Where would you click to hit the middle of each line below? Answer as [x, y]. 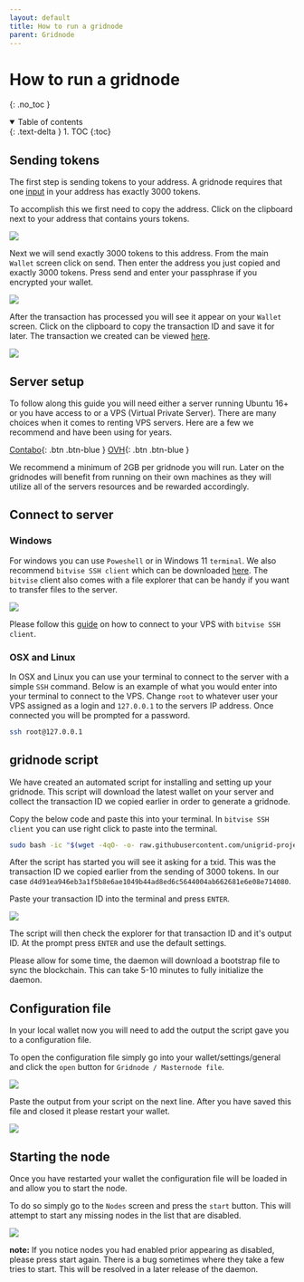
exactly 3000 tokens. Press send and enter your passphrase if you [133, 273]
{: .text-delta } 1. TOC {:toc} [60, 131]
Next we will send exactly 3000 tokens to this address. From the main [139, 254]
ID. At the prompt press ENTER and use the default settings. [118, 943]
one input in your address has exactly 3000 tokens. [105, 192]
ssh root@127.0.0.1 [46, 732]
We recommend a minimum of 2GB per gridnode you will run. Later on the [147, 467]
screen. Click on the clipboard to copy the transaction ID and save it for [142, 326]
